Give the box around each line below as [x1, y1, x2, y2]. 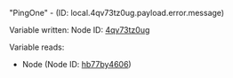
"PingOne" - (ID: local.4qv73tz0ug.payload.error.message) [9, 8, 225, 18]
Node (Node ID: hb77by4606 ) [21, 59, 132, 69]
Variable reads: [9, 42, 65, 52]
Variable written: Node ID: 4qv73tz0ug [9, 25, 150, 35]
